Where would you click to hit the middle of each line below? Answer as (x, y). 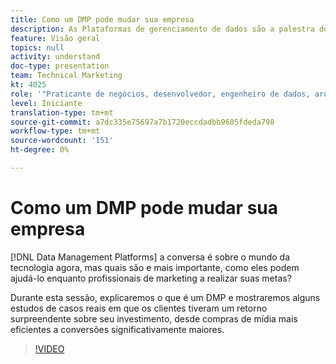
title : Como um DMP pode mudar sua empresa (102, 19)
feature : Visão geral (55, 38)
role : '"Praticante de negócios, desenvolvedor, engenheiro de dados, (160, 94)
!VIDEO (49, 348)
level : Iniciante (46, 103)
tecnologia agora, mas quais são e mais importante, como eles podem (155, 267)
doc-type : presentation (60, 66)
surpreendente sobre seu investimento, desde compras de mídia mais (154, 318)
